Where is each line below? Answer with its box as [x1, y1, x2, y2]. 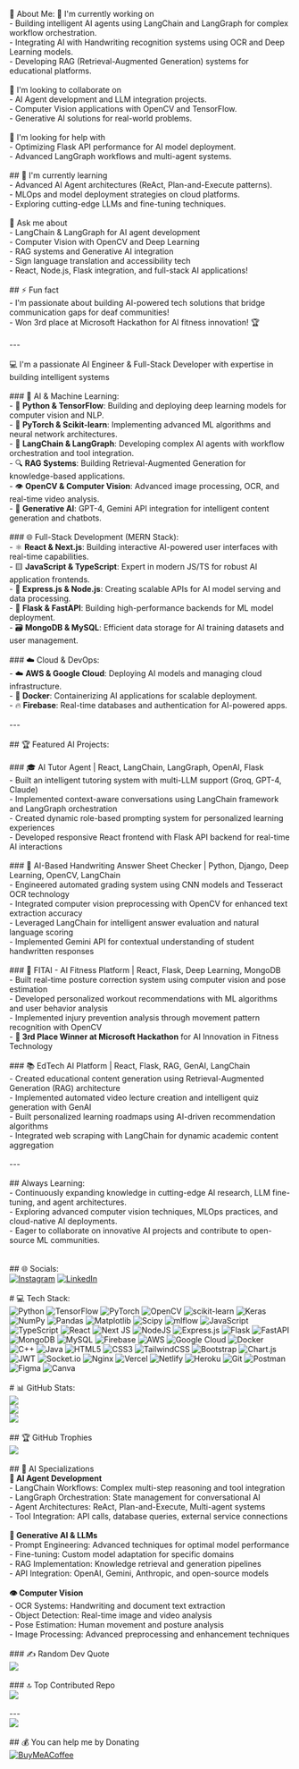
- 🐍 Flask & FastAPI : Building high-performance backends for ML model [9, 603, 274, 613]
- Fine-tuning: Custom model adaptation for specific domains [9, 1549, 235, 1560]
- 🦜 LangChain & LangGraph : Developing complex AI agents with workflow [9, 438, 286, 449]
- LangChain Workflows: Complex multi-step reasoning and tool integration [9, 1483, 286, 1493]
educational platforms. [9, 65, 92, 76]
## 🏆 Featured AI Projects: [9, 739, 110, 749]
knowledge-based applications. [9, 470, 126, 481]
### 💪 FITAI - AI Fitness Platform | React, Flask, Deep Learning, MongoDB [9, 965, 281, 975]
